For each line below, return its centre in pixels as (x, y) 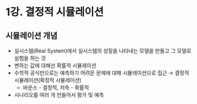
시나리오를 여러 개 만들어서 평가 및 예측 (59, 95)
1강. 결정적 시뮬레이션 (55, 12)
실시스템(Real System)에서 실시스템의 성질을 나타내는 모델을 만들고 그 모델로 (103, 51)
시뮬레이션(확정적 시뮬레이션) (48, 80)
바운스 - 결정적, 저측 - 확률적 (56, 88)
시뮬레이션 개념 (32, 36)
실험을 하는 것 (30, 58)
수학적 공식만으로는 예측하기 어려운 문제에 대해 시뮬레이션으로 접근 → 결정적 (101, 73)
